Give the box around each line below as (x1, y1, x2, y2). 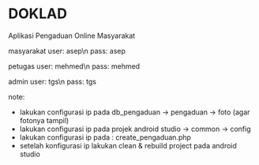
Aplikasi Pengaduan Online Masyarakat (8, 31, 136, 40)
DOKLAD (8, 5, 67, 23)
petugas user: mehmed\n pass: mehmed (8, 61, 141, 71)
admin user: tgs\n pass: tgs (8, 77, 97, 86)
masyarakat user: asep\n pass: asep (8, 46, 126, 55)
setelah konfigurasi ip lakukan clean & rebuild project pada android (19, 141, 237, 150)
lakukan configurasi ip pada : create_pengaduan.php (19, 132, 192, 142)
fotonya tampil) (19, 115, 69, 125)
